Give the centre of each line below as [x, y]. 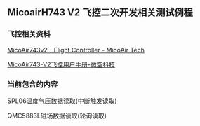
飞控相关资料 [29, 34]
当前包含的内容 [33, 84]
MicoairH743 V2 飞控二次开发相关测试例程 [100, 13]
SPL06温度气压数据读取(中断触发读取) [62, 101]
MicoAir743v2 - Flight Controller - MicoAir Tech [76, 50]
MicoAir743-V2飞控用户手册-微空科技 [61, 64]
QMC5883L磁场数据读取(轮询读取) [57, 115]
